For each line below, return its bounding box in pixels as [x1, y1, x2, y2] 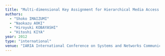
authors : [5, 12, 23, 17]
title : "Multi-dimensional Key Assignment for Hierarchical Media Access [5, 7, 160, 12]
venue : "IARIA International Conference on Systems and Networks [5, 43, 141, 48]
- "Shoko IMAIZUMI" [9, 16, 50, 21]
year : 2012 [5, 35, 27, 39]
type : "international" [5, 39, 52, 44]
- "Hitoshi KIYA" [9, 30, 45, 35]
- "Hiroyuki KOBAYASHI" [9, 25, 58, 30]
